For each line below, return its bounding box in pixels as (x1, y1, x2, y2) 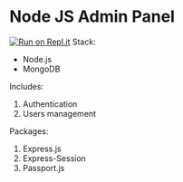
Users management (22, 108, 97, 119)
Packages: (9, 125, 49, 137)
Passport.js (22, 162, 65, 173)
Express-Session (22, 152, 86, 164)
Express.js (22, 143, 62, 154)
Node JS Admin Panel (9, 6, 175, 27)
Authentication (22, 98, 78, 110)
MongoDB (22, 63, 61, 74)
